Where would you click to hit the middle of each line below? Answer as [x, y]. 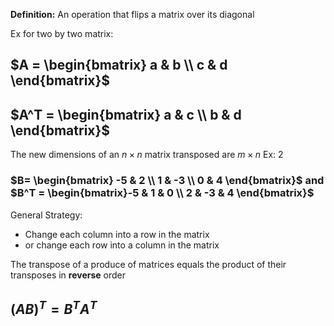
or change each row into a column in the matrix [122, 245]
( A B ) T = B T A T [54, 307]
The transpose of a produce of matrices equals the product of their [148, 264]
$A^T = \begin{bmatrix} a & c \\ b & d [126, 114]
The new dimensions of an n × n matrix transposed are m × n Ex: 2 [147, 155]
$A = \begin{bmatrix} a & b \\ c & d [119, 65]
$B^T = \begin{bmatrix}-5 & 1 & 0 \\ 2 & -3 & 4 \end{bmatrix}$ [162, 193]
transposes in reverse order [68, 275]
